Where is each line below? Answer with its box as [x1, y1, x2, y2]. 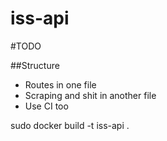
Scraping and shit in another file [24, 89, 157, 101]
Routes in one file [24, 78, 97, 91]
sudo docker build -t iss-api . [10, 119, 130, 131]
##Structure [10, 59, 60, 71]
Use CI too [24, 100, 69, 112]
